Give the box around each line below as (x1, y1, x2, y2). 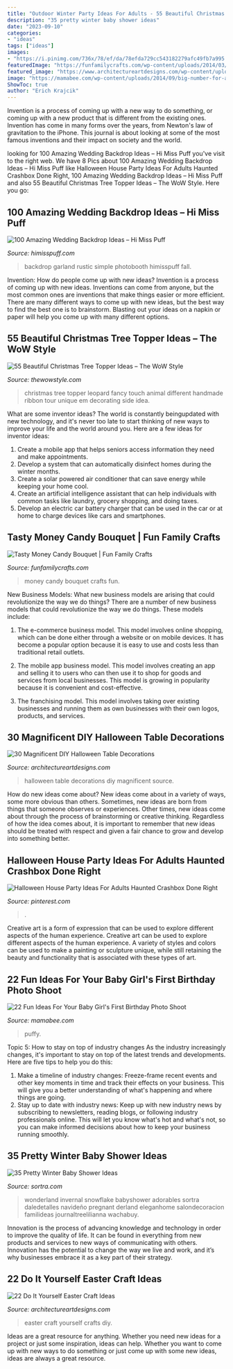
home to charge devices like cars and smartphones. (17, 511, 166, 520)
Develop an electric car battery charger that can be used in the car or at (17, 504, 223, 512)
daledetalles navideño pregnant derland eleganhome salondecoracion (24, 1203, 225, 1211)
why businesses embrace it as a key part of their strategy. (7, 1253, 173, 1262)
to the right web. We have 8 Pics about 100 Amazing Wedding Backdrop (7, 157, 213, 165)
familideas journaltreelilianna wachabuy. (24, 1210, 139, 1219)
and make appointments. (17, 452, 89, 461)
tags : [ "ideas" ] (7, 42, 54, 49)
